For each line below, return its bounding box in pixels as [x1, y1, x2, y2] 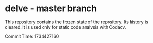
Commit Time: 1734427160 [5, 33, 59, 39]
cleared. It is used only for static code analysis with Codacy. [5, 24, 126, 29]
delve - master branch [5, 3, 97, 14]
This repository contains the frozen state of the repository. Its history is [5, 19, 148, 25]
